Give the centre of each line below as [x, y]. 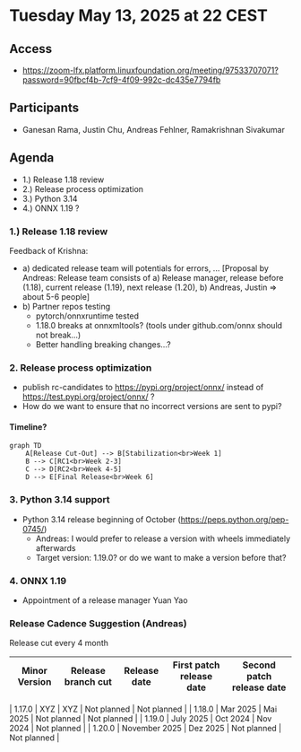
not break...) [58, 335]
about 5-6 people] [56, 296]
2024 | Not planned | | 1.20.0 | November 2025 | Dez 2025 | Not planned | [146, 729]
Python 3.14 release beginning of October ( [101, 519]
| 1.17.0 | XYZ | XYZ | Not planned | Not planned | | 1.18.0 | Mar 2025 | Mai [143, 709]
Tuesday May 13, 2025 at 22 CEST [139, 16]
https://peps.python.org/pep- [235, 519]
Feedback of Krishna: [49, 250]
